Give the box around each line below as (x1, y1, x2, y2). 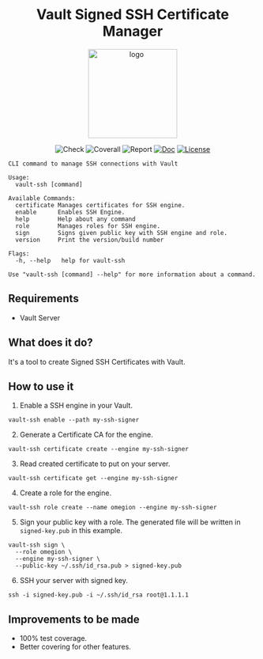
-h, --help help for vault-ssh (15, 256, 126, 264)
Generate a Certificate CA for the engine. (19, 430, 154, 440)
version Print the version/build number (15, 236, 164, 244)
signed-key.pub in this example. (19, 526, 122, 536)
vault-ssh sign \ (8, 541, 66, 549)
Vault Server (19, 312, 61, 322)
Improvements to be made (8, 612, 140, 626)
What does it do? (8, 336, 93, 350)
